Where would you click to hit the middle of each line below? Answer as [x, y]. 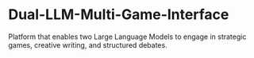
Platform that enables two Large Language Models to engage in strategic [127, 37]
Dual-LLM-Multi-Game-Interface [119, 15]
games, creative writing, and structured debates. [88, 44]
